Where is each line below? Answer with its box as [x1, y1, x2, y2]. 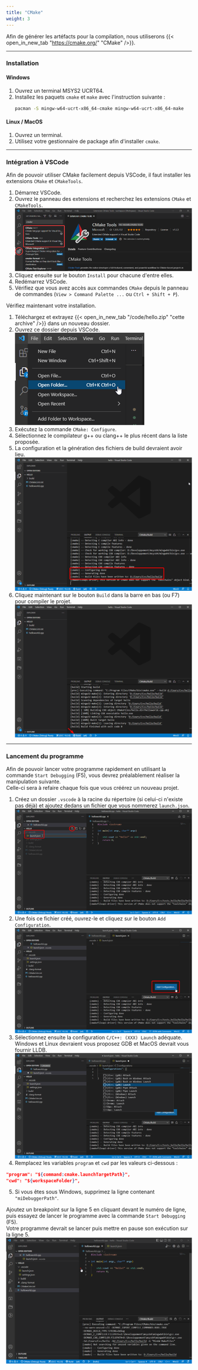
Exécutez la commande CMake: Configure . [14, 426, 117, 433]
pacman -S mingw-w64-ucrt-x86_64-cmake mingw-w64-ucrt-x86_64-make [14, 105, 184, 112]
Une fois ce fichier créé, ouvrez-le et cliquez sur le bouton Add [14, 915, 166, 922]
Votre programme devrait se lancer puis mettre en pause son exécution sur [6, 1225, 189, 1232]
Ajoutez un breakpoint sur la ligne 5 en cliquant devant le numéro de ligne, [6, 1206, 187, 1213]
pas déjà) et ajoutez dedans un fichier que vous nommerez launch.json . [14, 802, 190, 809]
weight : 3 [6, 15, 31, 22]
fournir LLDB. [14, 1046, 47, 1054]
